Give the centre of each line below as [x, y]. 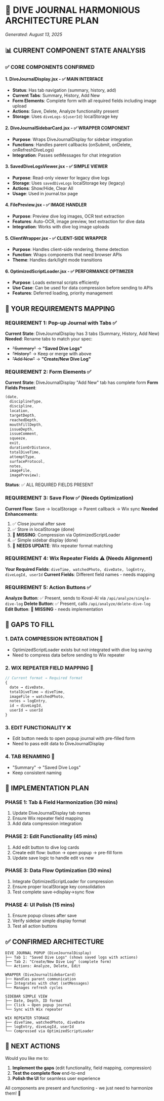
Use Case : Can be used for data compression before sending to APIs [82, 288]
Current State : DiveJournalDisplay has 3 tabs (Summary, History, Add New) [82, 333]
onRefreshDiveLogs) [33, 150]
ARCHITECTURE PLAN [52, 21]
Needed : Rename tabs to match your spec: [49, 339]
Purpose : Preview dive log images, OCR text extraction [68, 216]
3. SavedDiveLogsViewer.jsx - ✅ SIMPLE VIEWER [56, 166]
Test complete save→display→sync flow [53, 892]
